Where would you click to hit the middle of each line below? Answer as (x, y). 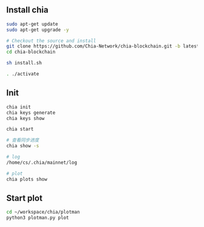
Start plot (24, 198)
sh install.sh (24, 63)
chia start (20, 129)
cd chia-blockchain (31, 52)
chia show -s (23, 146)
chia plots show (27, 179)
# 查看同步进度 (23, 140)
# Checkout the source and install (51, 41)
